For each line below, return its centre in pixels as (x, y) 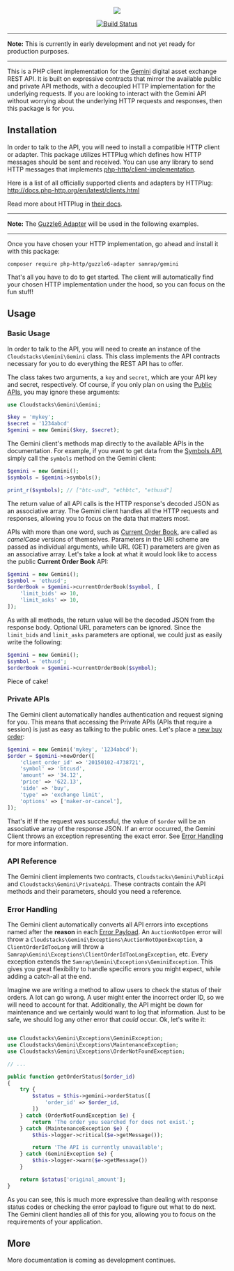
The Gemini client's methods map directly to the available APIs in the (106, 443)
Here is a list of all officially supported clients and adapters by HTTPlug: (110, 183)
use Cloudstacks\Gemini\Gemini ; (54, 404)
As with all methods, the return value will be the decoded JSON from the (111, 620)
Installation (32, 130)
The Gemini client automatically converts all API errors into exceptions (108, 924)
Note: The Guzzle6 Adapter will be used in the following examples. (103, 224)
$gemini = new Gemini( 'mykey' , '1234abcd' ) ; (73, 749)
